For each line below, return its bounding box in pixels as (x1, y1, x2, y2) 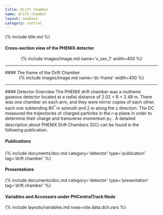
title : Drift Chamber (5, 7, 49, 12)
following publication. (5, 127, 48, 132)
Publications (5, 138, 32, 144)
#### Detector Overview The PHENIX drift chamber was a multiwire (5, 89, 141, 95)
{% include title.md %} (5, 34, 50, 40)
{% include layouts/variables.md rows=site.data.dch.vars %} (5, 204, 127, 210)
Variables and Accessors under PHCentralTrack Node (5, 194, 116, 199)
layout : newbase (5, 16, 38, 21)
